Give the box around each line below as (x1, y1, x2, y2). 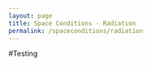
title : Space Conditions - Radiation (8, 19, 136, 27)
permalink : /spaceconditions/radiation (8, 27, 144, 35)
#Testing (8, 49, 38, 59)
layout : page (8, 11, 53, 20)
